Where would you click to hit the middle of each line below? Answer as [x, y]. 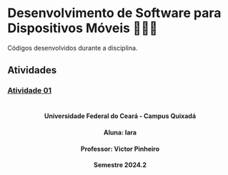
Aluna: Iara [120, 132]
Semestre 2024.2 [120, 165]
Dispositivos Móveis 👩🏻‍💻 [83, 28]
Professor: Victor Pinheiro [120, 149]
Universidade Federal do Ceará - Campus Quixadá [120, 116]
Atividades [32, 70]
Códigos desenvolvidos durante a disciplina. [73, 48]
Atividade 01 [30, 90]
